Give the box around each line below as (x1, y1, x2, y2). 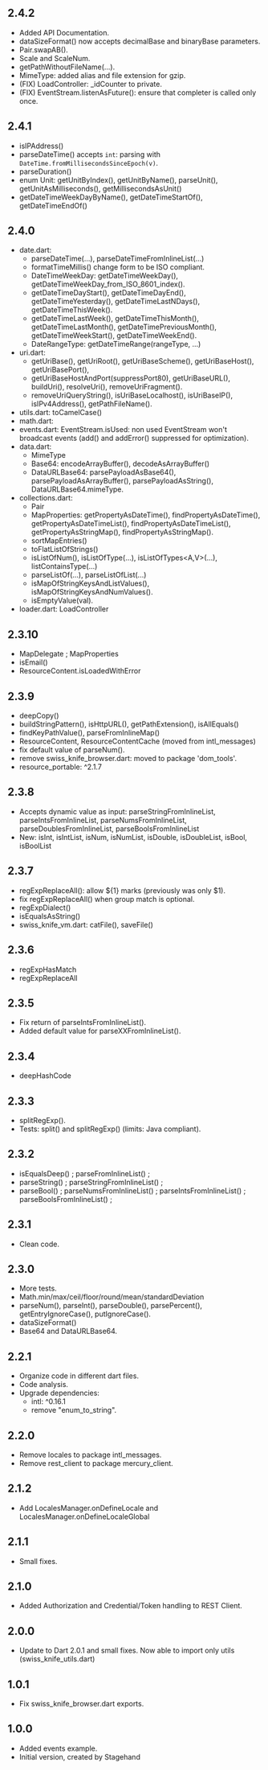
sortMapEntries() (30, 536, 87, 545)
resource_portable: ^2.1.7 (18, 762, 102, 772)
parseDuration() (18, 167, 72, 176)
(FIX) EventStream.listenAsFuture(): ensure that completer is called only (18, 88, 257, 97)
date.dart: (18, 245, 52, 255)
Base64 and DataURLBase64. (18, 1327, 118, 1336)
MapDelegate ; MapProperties (18, 649, 120, 659)
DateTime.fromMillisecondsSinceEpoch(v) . (18, 158, 158, 167)
